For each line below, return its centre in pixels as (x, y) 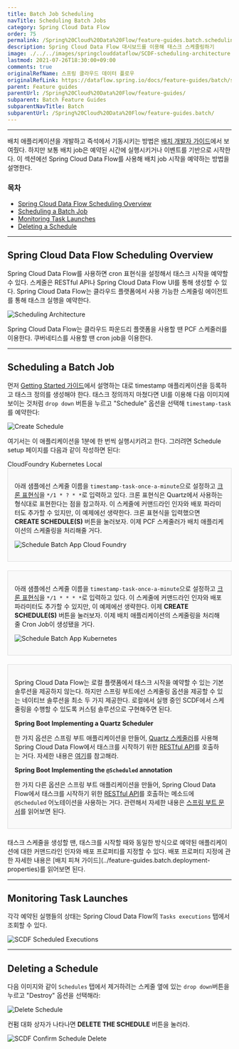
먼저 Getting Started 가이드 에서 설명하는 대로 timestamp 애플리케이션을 (108, 385)
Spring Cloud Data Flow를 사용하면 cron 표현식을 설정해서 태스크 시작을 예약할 (118, 273)
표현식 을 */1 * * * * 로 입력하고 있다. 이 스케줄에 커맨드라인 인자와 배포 (122, 597)
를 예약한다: (24, 412)
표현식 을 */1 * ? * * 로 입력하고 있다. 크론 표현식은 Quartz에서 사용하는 (122, 494)
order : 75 (22, 34)
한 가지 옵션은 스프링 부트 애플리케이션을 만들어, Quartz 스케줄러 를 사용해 (116, 738)
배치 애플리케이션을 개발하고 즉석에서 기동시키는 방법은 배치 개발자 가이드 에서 (115, 141)
